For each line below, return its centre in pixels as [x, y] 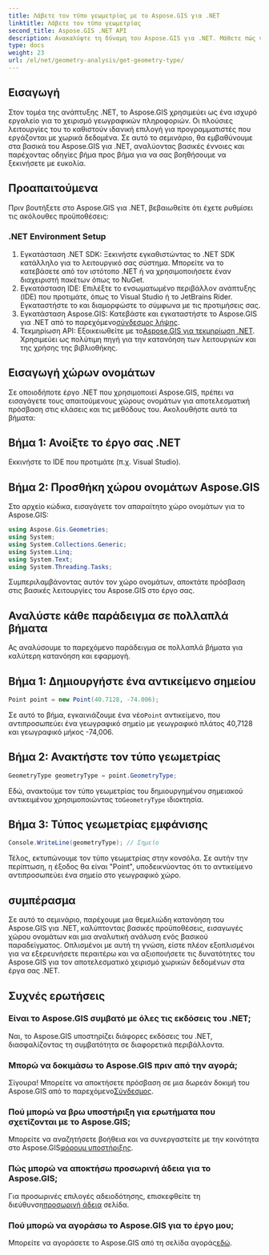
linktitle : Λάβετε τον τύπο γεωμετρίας [75, 23]
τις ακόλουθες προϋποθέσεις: [58, 216]
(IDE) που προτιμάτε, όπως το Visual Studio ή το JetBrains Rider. [126, 296]
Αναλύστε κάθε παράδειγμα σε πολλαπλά [118, 616]
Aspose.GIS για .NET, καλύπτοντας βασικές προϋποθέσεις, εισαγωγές [126, 928]
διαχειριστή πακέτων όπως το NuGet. [82, 279]
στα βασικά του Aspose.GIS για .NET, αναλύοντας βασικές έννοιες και [126, 146]
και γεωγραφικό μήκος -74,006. [61, 732]
